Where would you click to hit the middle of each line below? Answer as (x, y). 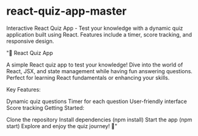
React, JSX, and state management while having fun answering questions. (100, 71)
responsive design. (30, 41)
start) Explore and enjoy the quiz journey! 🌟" (62, 126)
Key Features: (23, 89)
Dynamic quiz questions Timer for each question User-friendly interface (97, 101)
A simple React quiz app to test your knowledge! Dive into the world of (95, 65)
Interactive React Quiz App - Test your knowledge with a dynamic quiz (95, 28)
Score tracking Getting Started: (45, 107)
